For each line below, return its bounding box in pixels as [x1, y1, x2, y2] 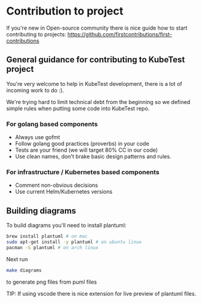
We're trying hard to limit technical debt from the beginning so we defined [6, 98, 191, 105]
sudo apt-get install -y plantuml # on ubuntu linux [6, 239, 142, 246]
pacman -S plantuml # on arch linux [6, 244, 99, 250]
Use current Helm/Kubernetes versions [15, 188, 113, 195]
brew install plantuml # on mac [6, 233, 88, 239]
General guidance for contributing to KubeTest [6, 54, 186, 65]
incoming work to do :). [6, 86, 65, 94]
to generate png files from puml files [6, 278, 97, 285]
